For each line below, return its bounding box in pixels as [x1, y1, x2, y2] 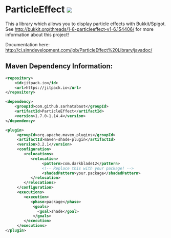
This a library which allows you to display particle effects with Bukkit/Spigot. [5, 21, 166, 27]
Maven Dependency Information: [5, 62, 113, 70]
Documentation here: [5, 41, 50, 47]
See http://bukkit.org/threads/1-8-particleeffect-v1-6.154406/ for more [5, 26, 154, 32]
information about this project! [5, 31, 69, 38]
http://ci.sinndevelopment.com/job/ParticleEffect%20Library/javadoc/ [5, 47, 153, 53]
